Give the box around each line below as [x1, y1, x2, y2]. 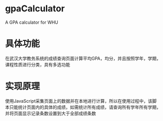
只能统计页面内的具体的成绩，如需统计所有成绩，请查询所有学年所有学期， [9, 104, 161, 110]
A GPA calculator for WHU [5, 19, 58, 25]
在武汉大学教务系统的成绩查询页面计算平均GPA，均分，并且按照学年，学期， [5, 55, 162, 61]
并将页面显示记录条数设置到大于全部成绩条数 [5, 110, 96, 116]
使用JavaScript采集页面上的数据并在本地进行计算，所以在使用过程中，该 [5, 98, 153, 104]
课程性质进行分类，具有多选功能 [5, 61, 70, 67]
